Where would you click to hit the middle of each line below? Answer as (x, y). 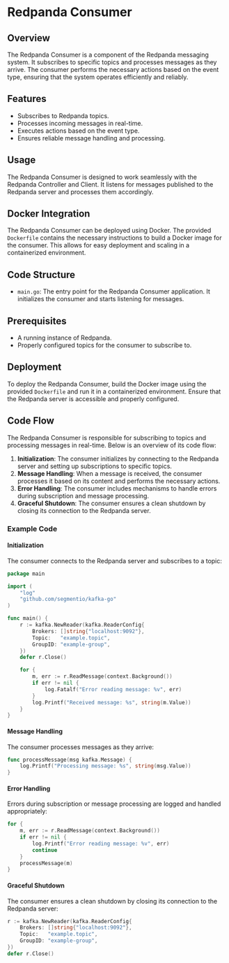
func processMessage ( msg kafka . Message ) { (70, 760)
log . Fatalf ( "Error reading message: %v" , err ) (113, 689)
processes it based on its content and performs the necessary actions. (119, 481)
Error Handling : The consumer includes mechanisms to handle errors (117, 488)
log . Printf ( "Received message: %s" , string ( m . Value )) (112, 702)
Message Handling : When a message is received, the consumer (110, 473)
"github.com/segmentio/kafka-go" (68, 599)
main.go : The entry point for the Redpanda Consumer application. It (113, 291)
